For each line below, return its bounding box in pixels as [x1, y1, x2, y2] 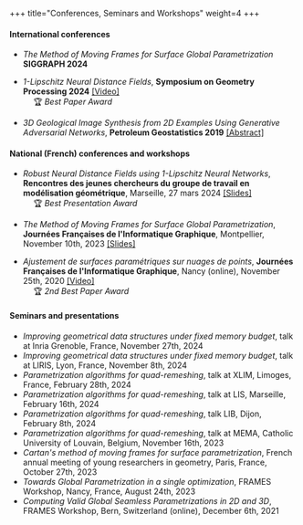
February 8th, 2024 [22, 417, 97, 428]
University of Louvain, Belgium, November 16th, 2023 [22, 437, 225, 448]
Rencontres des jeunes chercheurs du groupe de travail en [22, 178, 250, 189]
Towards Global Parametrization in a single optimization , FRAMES [22, 476, 272, 487]
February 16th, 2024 [22, 398, 99, 409]
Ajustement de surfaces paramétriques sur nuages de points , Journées [22, 256, 294, 268]
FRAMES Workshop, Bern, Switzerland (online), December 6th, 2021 [22, 505, 280, 516]
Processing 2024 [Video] [22, 86, 120, 97]
